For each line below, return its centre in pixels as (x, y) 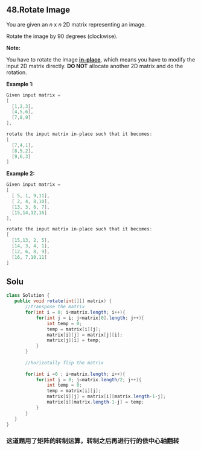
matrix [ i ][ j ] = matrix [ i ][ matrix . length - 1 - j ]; (106, 397)
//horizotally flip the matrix (64, 363)
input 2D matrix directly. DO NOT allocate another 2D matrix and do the (95, 66)
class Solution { (28, 296)
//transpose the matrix (55, 307)
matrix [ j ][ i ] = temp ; (74, 340)
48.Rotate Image (38, 10)
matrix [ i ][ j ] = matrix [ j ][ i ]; (85, 335)
